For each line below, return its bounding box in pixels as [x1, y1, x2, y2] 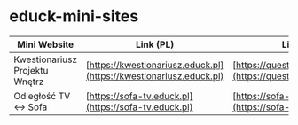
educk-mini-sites [9, 6, 139, 27]
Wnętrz [13, 75, 44, 88]
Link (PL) [136, 38, 175, 51]
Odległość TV [13, 90, 71, 102]
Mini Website [17, 38, 74, 51]
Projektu [13, 64, 49, 76]
